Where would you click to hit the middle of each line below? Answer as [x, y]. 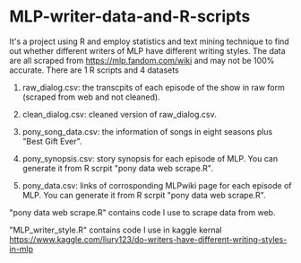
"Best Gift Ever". [52, 141]
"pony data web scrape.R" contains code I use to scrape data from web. [142, 212]
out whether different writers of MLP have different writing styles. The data [147, 50]
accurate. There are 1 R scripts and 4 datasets [94, 70]
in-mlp [21, 249]
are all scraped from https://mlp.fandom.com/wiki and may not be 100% [142, 60]
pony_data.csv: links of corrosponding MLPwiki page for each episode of [157, 185]
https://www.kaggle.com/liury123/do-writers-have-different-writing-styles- [148, 239]
